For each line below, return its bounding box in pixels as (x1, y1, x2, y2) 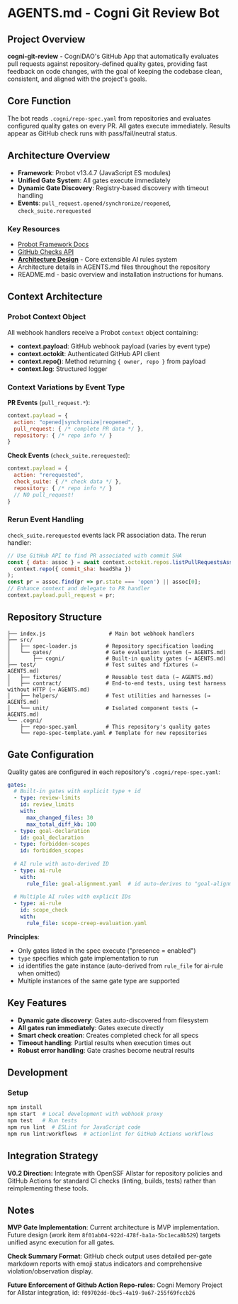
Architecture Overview (7, 150, 110, 162)
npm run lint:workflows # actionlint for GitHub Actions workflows (7, 1130, 214, 1137)
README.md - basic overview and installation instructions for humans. (17, 270, 224, 278)
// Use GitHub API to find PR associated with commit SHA (7, 552, 182, 559)
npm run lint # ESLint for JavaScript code (7, 1123, 141, 1131)
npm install (7, 1104, 42, 1111)
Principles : (7, 932, 40, 941)
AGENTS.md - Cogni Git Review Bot (7, 5, 220, 21)
